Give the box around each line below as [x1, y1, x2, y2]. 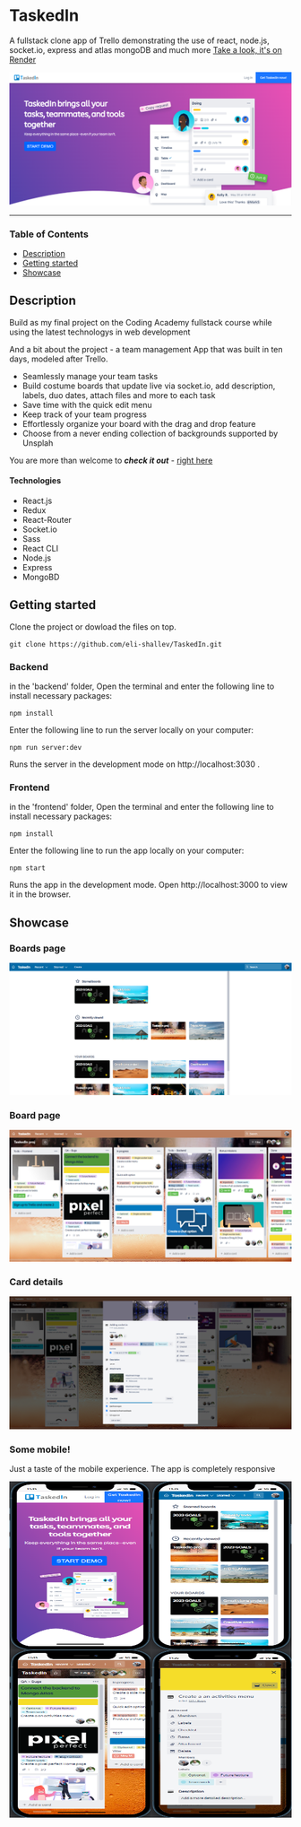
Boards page [9, 942, 66, 954]
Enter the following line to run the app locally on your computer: [9, 845, 245, 857]
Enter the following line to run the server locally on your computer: [9, 725, 254, 735]
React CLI [21, 543, 59, 553]
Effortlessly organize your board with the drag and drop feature [21, 418, 256, 429]
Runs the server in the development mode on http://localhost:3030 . [9, 759, 261, 770]
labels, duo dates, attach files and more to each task [21, 389, 216, 400]
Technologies [9, 475, 62, 486]
